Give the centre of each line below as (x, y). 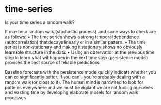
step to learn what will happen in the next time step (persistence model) (77, 57)
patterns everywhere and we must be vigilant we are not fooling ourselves (79, 87)
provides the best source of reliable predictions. (53, 62)
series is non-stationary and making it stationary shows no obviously (74, 47)
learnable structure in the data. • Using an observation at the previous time (80, 52)
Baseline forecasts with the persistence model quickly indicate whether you (80, 72)
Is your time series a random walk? (40, 22)
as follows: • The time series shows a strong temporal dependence (72, 37)
